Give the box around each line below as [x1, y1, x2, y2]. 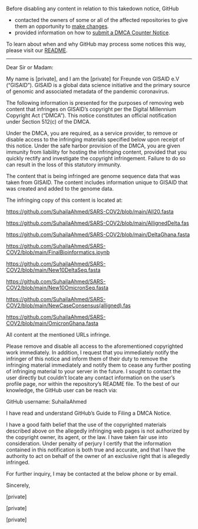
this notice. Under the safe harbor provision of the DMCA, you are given [6, 142, 181, 149]
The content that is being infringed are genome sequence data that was [6, 173, 181, 179]
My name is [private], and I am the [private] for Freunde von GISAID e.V [6, 75, 180, 82]
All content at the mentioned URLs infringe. [6, 331, 111, 338]
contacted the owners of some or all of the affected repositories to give [14, 17, 189, 23]
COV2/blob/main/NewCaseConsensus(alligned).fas [6, 302, 131, 309]
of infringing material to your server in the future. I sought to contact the [6, 368, 181, 375]
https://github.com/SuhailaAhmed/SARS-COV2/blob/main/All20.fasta [6, 208, 174, 215]
